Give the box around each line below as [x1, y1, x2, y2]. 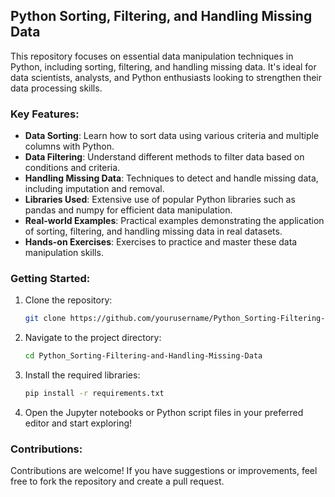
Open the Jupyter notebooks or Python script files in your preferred [24, 407, 304, 419]
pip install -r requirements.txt [24, 389, 165, 399]
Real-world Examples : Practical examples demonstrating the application [24, 215, 325, 227]
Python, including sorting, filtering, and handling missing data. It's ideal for [10, 60, 317, 73]
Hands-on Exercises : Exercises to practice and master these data [24, 236, 298, 248]
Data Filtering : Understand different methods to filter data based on [24, 151, 305, 163]
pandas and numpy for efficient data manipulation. [24, 204, 233, 216]
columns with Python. [24, 140, 115, 153]
